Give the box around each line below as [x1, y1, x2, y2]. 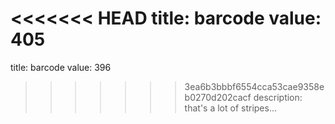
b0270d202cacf [184, 91, 252, 103]
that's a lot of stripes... [184, 102, 278, 114]
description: [253, 91, 303, 103]
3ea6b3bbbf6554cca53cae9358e [184, 80, 325, 92]
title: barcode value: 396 [10, 61, 112, 73]
